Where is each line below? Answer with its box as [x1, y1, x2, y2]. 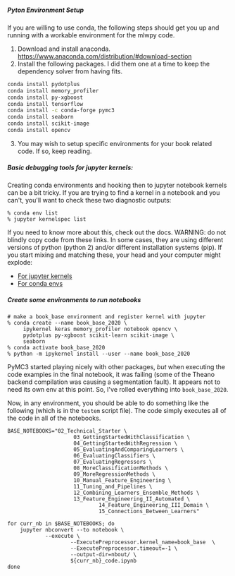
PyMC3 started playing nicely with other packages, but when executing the [7, 362, 226, 371]
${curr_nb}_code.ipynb [70, 557, 137, 564]
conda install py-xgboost [7, 94, 83, 101]
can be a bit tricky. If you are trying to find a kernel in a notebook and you [7, 188, 220, 197]
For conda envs [17, 279, 63, 287]
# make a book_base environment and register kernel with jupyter [7, 313, 206, 320]
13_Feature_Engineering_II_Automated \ [73, 495, 191, 503]
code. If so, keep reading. [17, 147, 92, 155]
